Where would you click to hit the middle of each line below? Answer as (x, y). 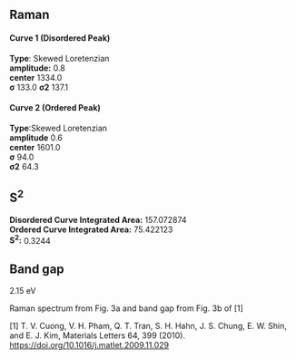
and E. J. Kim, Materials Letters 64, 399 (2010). (98, 335)
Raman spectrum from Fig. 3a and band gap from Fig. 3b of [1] (126, 308)
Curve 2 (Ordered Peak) (55, 108)
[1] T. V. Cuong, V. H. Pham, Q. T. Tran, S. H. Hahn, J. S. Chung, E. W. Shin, (148, 326)
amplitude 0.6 (36, 137)
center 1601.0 (35, 147)
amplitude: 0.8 (37, 68)
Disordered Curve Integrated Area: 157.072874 (99, 219)
